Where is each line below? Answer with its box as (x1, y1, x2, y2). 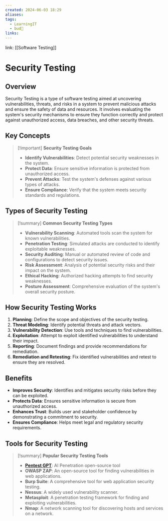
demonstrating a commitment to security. (12, 414, 98, 420)
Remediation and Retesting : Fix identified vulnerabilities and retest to (12, 354, 156, 360)
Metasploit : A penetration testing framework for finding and (25, 494, 149, 501)
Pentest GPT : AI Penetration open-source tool (25, 463, 120, 469)
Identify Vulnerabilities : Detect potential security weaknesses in (25, 155, 159, 161)
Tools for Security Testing (5, 439, 88, 448)
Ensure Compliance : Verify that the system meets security (25, 187, 147, 193)
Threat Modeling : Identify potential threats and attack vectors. (12, 322, 142, 328)
